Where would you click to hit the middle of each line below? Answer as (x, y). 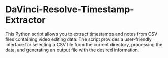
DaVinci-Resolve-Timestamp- (70, 9)
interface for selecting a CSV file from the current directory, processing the (84, 44)
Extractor (25, 20)
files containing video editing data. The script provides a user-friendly (78, 39)
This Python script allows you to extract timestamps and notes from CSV (81, 34)
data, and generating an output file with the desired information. (72, 50)
